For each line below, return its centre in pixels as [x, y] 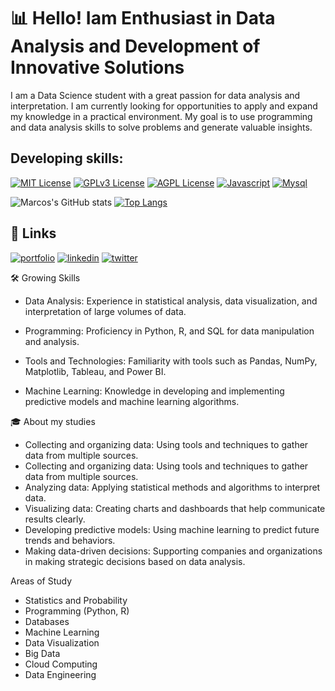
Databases [47, 621]
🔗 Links [33, 233]
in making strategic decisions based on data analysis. [135, 561]
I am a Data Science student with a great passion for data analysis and [155, 95]
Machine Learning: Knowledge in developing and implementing [154, 391]
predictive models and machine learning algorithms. [132, 401]
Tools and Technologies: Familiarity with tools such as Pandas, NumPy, [171, 361]
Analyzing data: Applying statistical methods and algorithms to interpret [172, 487]
